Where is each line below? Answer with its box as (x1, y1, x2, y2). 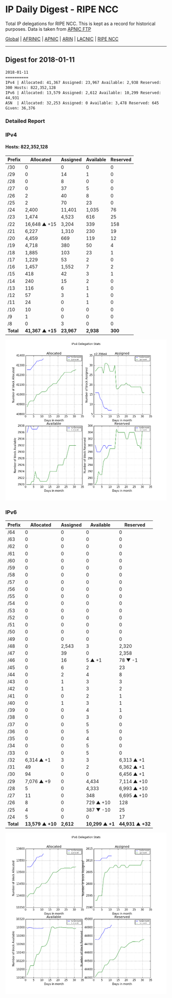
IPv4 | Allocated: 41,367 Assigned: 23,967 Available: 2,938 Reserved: (5, 80, 161, 85)
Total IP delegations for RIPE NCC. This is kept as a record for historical (5, 20, 156, 27)
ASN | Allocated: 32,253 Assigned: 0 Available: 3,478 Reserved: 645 (5, 100, 159, 105)
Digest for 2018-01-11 (5, 55, 75, 64)
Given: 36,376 (5, 105, 36, 111)
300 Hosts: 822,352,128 (5, 85, 56, 90)
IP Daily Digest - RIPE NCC (5, 4, 119, 15)
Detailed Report (5, 117, 45, 124)
